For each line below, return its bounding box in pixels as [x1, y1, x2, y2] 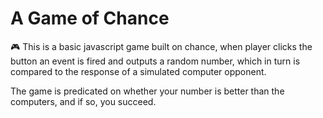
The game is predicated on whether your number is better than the [10, 85, 285, 97]
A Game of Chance [10, 7, 170, 30]
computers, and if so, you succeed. [10, 95, 157, 107]
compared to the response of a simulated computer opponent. [10, 65, 267, 77]
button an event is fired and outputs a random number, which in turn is [10, 55, 301, 67]
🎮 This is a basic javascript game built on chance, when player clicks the [10, 40, 313, 52]
